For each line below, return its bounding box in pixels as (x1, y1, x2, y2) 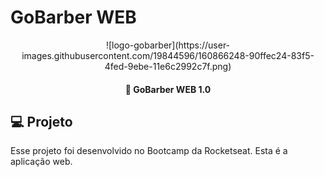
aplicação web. (10, 156, 73, 168)
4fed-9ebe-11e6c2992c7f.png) (104, 60, 232, 72)
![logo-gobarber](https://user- (105, 39, 231, 51)
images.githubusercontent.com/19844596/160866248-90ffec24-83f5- (21, 49, 315, 61)
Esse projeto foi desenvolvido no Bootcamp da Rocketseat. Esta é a (10, 145, 288, 157)
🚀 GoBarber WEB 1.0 (124, 83, 212, 95)
